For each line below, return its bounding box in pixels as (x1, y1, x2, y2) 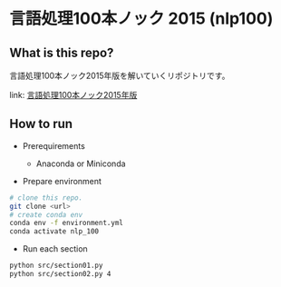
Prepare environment (22, 175, 102, 186)
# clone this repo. (9, 193, 83, 203)
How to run (9, 116, 73, 132)
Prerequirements (22, 140, 86, 151)
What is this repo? (9, 45, 114, 60)
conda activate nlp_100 (9, 227, 100, 236)
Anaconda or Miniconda (35, 158, 126, 169)
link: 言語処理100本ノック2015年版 (9, 90, 138, 100)
